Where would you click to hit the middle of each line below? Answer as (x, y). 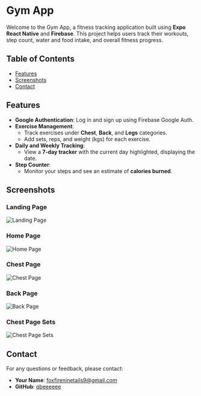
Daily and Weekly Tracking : (50, 145)
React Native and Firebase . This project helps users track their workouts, (97, 33)
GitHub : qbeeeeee (38, 387)
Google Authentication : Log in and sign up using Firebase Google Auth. (104, 120)
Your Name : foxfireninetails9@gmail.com (66, 380)
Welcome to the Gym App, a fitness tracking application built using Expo (96, 27)
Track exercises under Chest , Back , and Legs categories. (95, 133)
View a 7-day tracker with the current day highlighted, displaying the (110, 152)
